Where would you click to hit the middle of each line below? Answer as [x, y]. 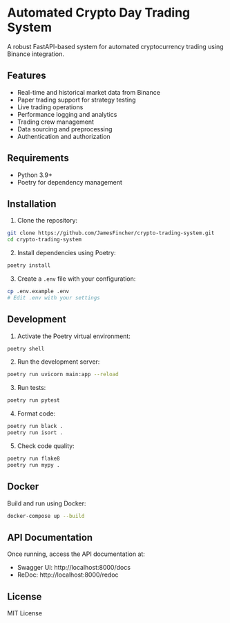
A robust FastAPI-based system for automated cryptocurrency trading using [115, 46]
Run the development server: [58, 362]
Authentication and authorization [64, 136]
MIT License [25, 613]
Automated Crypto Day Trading [99, 13]
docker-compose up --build [46, 516]
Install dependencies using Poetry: [66, 253]
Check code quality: [46, 446]
